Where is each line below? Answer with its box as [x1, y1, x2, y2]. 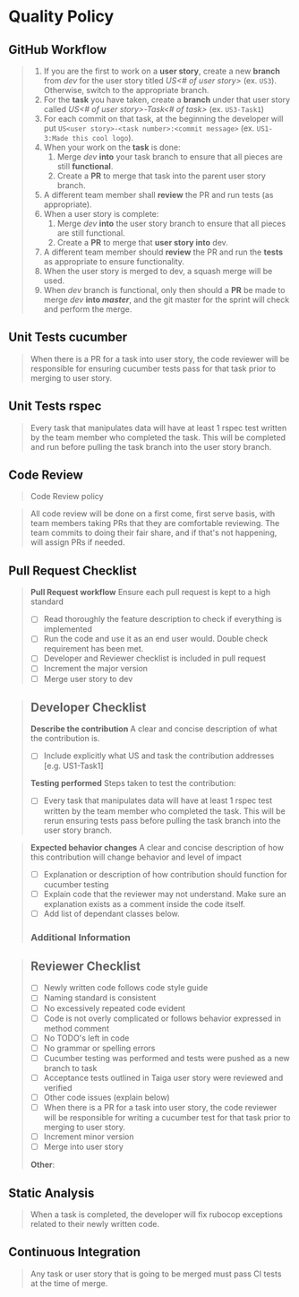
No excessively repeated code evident [43, 1002, 185, 1014]
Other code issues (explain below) [43, 1092, 171, 1102]
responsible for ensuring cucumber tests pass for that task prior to [30, 363, 277, 374]
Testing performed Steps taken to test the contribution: [30, 778, 236, 789]
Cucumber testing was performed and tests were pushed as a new [43, 1052, 290, 1063]
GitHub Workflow [8, 42, 107, 57]
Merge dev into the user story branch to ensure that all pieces [56, 218, 286, 229]
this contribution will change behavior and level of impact [30, 852, 243, 862]
